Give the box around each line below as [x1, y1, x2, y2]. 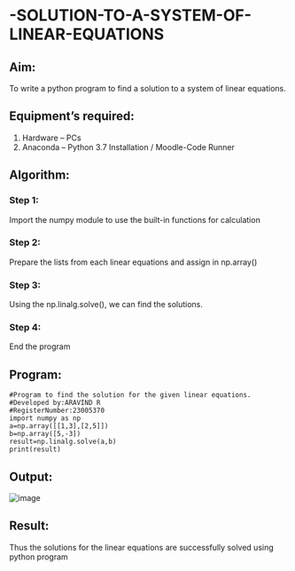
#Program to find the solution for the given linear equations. [9, 391, 252, 400]
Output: [9, 469, 53, 484]
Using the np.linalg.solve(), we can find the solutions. [9, 299, 204, 310]
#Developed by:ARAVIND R [9, 399, 101, 408]
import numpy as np [9, 414, 82, 423]
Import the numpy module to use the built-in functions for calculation [9, 214, 261, 225]
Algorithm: [9, 168, 70, 183]
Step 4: [9, 321, 42, 334]
